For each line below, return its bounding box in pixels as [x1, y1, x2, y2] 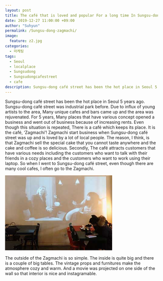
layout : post [5, 8, 32, 13]
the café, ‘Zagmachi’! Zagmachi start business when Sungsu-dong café [5, 129, 148, 135]
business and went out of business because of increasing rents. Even [5, 119, 144, 125]
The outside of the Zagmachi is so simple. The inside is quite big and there [5, 255, 154, 261]
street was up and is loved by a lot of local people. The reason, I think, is [5, 134, 149, 140]
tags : [5, 54, 16, 59]
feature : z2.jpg [9, 39, 42, 44]
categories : [5, 44, 29, 49]
